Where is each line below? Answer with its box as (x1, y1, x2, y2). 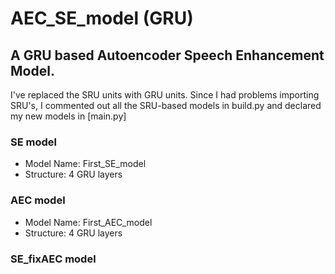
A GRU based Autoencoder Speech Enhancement (10, 47, 325, 64)
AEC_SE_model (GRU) (10, 7, 194, 30)
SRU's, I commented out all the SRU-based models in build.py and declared (10, 100, 322, 111)
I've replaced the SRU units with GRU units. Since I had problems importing (10, 89, 320, 101)
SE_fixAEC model (10, 252, 97, 266)
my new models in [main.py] (10, 110, 127, 122)
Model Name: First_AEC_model (24, 216, 153, 228)
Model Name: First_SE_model (24, 158, 147, 170)
